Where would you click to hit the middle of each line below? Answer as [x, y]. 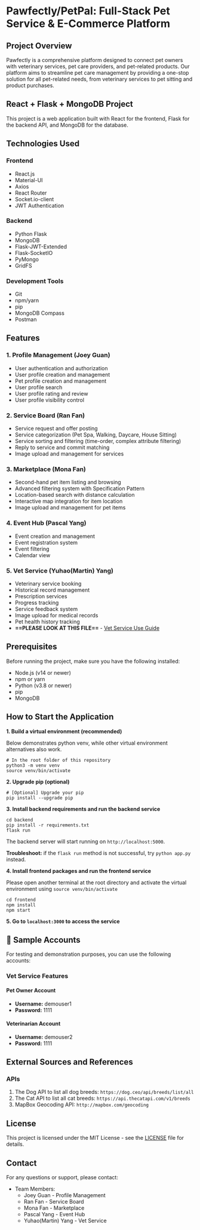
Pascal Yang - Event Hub [54, 1214]
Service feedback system [46, 609]
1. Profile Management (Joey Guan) [58, 355]
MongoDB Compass [39, 313]
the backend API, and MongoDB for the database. [67, 125]
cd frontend [21, 900]
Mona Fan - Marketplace [54, 1208]
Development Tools [35, 281]
